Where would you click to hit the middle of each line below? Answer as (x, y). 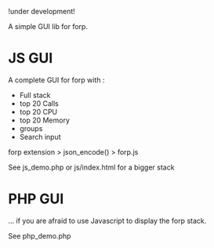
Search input (40, 137)
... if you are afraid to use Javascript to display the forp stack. (107, 221)
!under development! (42, 11)
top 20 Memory (45, 120)
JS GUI (31, 58)
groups (31, 128)
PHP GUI (36, 199)
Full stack (35, 95)
